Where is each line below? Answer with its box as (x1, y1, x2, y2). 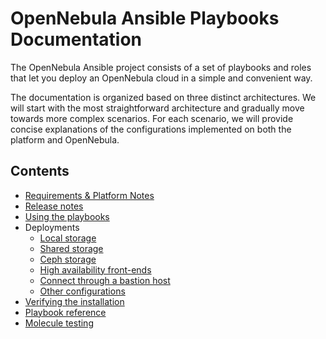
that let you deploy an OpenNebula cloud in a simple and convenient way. (10, 72, 313, 84)
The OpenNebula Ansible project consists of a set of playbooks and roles (10, 61, 312, 73)
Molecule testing (24, 317, 94, 329)
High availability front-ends (39, 263, 152, 276)
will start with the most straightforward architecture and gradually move (10, 102, 305, 114)
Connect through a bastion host (39, 274, 171, 286)
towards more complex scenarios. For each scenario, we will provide (10, 112, 294, 124)
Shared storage (39, 242, 104, 254)
